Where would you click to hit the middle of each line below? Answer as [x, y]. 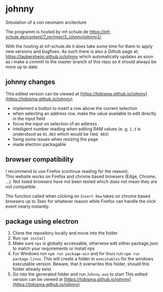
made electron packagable [39, 144]
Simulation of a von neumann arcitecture [46, 22]
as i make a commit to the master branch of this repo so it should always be [81, 61]
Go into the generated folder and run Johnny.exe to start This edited [80, 274]
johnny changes [30, 82]
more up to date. [22, 67]
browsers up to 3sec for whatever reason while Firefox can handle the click [81, 201]
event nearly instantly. [28, 206]
